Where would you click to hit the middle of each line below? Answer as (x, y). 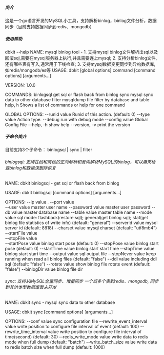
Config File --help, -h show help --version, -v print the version (68, 125)
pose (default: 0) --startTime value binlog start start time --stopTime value (80, 249)
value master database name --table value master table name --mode (82, 212)
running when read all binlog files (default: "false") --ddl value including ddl (81, 259)
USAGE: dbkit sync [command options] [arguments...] (59, 312)
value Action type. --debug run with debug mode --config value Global (76, 119)
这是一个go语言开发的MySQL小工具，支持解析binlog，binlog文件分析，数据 (81, 20)
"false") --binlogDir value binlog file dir (44, 269)
